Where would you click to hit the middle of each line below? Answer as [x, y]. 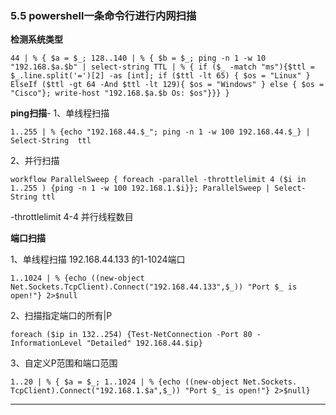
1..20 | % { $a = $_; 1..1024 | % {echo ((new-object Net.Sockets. [154, 382]
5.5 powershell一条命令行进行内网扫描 [103, 15]
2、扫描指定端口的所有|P [61, 316]
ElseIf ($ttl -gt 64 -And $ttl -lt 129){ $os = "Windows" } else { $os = [167, 85]
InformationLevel [46, 343]
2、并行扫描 [35, 161]
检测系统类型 [36, 39]
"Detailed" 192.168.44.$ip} [144, 343]
